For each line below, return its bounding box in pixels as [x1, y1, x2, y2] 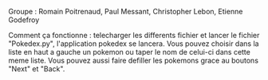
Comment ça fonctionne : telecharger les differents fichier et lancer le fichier [8, 31, 260, 40]
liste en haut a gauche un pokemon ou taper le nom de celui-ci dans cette [8, 48, 251, 56]
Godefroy [8, 15, 40, 25]
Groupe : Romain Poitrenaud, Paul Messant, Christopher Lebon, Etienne [8, 7, 243, 16]
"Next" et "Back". [8, 64, 65, 74]
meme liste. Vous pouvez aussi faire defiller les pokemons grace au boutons [8, 55, 259, 65]
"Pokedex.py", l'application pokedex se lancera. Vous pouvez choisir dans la [8, 39, 259, 48]
